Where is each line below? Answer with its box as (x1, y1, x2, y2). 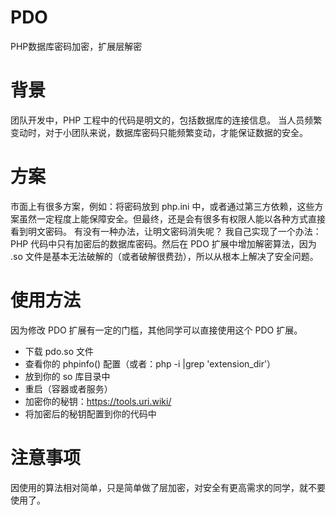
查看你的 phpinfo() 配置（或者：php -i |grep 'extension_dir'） (24, 357, 277, 370)
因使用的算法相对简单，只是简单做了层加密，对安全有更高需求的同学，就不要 (10, 481, 326, 493)
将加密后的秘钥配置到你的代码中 (24, 407, 157, 420)
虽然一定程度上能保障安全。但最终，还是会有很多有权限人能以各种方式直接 (18, 212, 326, 225)
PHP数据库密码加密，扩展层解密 (10, 40, 143, 52)
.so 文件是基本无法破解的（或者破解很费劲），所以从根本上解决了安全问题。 (10, 250, 319, 262)
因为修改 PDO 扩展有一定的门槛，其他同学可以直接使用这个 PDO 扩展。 (10, 324, 303, 336)
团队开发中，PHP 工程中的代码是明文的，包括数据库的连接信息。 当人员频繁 (10, 114, 323, 126)
